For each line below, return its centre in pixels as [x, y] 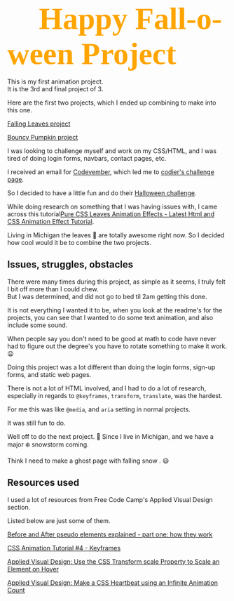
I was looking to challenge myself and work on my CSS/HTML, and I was [112, 151]
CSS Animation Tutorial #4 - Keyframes [64, 548]
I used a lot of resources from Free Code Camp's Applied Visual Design [110, 499]
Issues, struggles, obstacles [70, 265]
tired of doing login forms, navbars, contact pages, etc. [87, 158]
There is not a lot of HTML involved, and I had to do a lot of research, [107, 388]
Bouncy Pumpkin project [43, 137]
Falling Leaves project [39, 124]
